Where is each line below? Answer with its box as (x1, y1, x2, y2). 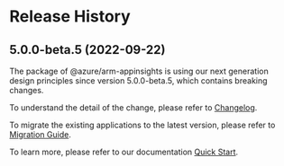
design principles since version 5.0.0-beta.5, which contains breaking (9, 75, 268, 86)
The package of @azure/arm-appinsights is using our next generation (9, 66, 269, 76)
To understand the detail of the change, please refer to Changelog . (9, 102, 258, 113)
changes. (9, 85, 44, 95)
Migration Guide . (9, 129, 72, 140)
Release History (9, 6, 131, 27)
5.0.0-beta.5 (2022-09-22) (9, 42, 166, 57)
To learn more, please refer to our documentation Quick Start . (9, 146, 239, 157)
